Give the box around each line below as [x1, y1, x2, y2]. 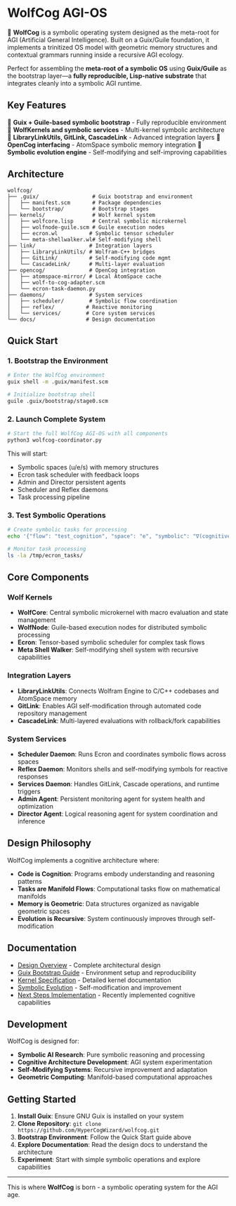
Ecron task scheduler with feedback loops [17, 470, 140, 479]
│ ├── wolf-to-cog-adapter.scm [7, 279, 105, 286]
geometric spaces [17, 907, 70, 915]
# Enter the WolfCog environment [7, 372, 105, 379]
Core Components [7, 571, 89, 583]
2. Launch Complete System [7, 414, 106, 424]
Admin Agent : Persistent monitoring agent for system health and [17, 795, 205, 803]
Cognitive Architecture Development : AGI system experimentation [17, 1058, 213, 1066]
